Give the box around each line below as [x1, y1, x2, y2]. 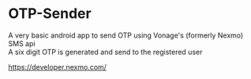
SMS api [8, 38, 36, 48]
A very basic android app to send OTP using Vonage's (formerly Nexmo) [8, 31, 244, 40]
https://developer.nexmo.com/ [8, 62, 107, 71]
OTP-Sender [8, 5, 92, 23]
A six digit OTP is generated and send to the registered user [8, 47, 203, 56]
